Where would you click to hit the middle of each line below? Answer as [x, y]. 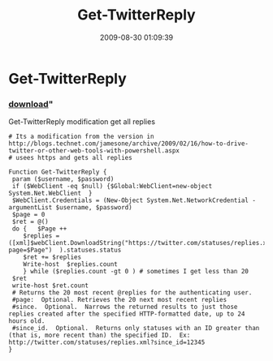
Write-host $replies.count [70, 264]
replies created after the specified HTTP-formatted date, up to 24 [127, 314]
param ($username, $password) [63, 179]
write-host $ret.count [50, 286]
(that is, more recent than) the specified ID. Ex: [100, 335]
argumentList [30, 208]
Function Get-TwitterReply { [58, 172]
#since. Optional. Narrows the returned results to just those [125, 307]
